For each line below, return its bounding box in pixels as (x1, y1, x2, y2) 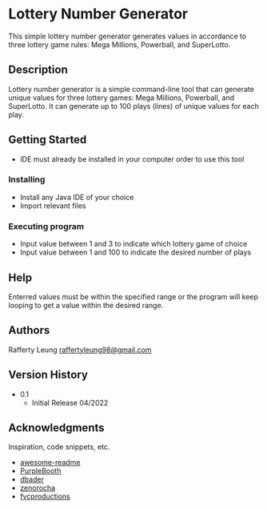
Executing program (8, 221, 85, 232)
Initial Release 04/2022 (31, 398, 109, 407)
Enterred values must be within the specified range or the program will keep (8, 291, 258, 301)
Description (8, 63, 68, 77)
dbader (19, 475, 44, 484)
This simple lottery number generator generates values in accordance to (8, 31, 247, 41)
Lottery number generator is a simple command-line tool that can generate (8, 84, 254, 94)
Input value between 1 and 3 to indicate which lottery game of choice (19, 239, 248, 249)
